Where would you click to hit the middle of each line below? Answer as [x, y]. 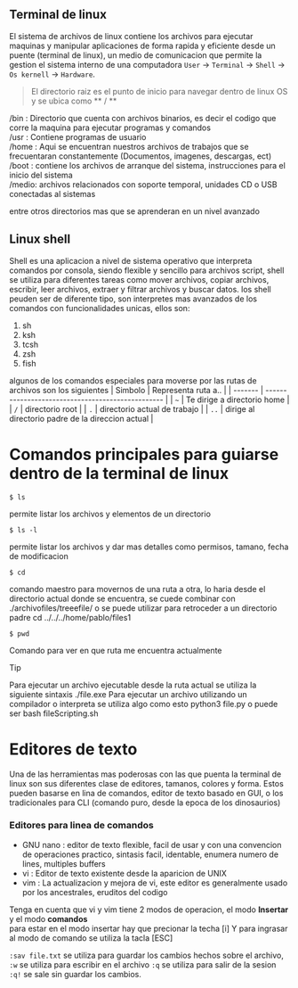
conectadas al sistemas [52, 193]
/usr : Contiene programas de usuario [78, 136]
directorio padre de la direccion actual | [81, 418]
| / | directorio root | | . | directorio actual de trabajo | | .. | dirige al [132, 408]
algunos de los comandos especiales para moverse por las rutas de [133, 380]
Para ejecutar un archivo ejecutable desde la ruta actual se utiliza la [133, 685]
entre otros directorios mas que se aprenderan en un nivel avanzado [135, 211]
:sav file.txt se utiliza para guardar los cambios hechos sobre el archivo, [147, 955]
